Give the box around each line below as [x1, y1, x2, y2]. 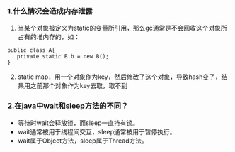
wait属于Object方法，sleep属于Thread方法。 [17, 136, 149, 145]
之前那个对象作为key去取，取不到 [30, 82, 127, 90]
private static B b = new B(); [16, 53, 110, 60]
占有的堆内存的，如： [17, 33, 80, 41]
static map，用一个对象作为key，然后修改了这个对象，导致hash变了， [17, 72, 222, 81]
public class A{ [7, 47, 55, 54]
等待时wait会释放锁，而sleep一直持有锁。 [17, 119, 139, 127]
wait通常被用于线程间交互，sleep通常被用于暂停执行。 [17, 127, 176, 136]
